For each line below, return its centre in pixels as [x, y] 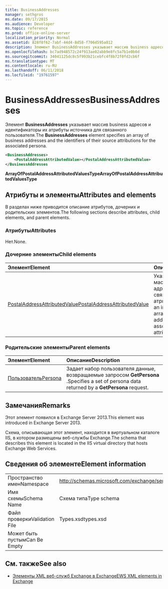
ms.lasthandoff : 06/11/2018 [34, 71]
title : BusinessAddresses [32, 10]
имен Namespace [28, 484]
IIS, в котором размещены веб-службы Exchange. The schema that [76, 438]
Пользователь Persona [34, 378]
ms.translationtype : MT [30, 61]
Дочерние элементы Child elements [51, 255]
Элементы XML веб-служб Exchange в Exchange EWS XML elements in [87, 576]
